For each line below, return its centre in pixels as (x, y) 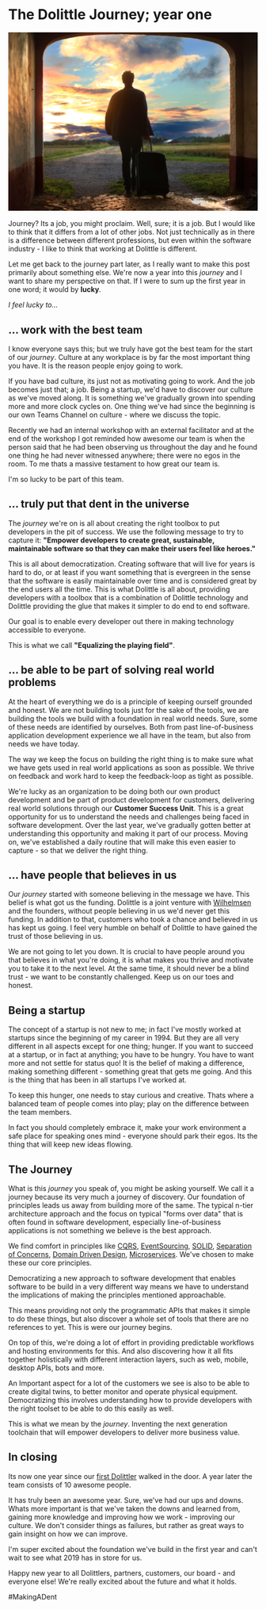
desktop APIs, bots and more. (57, 1368)
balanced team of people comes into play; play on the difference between (129, 1104)
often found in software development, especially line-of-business (115, 1222)
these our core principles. (50, 1263)
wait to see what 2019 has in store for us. (75, 1557)
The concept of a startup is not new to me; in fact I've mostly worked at (125, 1029)
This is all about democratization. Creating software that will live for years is (132, 564)
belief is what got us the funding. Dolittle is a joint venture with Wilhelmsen (130, 902)
